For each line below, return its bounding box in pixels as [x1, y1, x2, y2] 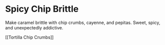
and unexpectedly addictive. [5, 24, 64, 30]
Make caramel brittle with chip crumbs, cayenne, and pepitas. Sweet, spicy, [5, 20, 161, 25]
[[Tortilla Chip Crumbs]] [5, 34, 54, 40]
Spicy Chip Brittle [5, 3, 79, 15]
